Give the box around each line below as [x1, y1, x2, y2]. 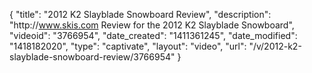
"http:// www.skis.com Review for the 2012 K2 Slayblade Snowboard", [9, 19, 295, 31]
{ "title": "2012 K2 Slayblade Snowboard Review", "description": [9, 9, 272, 20]
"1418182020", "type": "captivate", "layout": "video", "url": [9, 40, 247, 52]
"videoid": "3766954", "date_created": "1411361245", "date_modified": [9, 30, 298, 41]
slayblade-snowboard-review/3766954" [9, 51, 176, 63]
